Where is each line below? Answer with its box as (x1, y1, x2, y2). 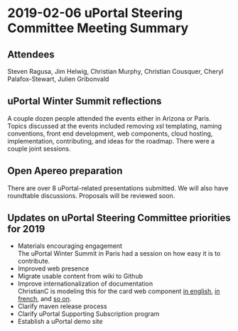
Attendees (7, 48, 55, 60)
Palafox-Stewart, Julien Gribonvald (7, 75, 109, 83)
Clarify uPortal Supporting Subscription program (17, 310, 160, 318)
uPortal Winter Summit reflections (7, 95, 162, 107)
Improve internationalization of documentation (17, 279, 153, 288)
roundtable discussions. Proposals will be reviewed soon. (7, 191, 175, 200)
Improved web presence (17, 264, 90, 273)
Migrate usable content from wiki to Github (17, 272, 144, 281)
